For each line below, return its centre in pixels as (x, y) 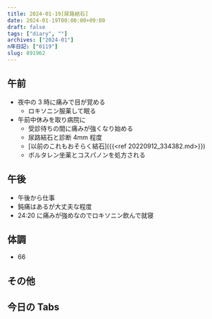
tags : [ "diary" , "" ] (38, 34)
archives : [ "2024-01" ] (40, 40)
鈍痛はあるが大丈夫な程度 (55, 206)
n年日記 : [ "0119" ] (33, 47)
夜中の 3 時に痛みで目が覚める (61, 102)
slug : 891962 (26, 54)
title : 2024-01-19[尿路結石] (48, 14)
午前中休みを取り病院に (51, 119)
